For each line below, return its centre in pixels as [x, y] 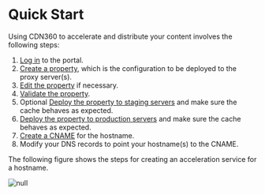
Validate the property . [55, 93]
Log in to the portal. [52, 60]
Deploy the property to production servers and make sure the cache [130, 118]
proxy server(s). [46, 77]
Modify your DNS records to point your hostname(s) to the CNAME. [129, 144]
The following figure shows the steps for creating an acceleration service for [132, 159]
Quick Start [46, 15]
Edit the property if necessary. [69, 85]
